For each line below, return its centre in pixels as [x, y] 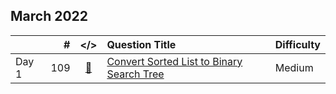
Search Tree [135, 74]
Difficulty [297, 44]
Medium [294, 67]
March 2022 [49, 16]
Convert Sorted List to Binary [174, 61]
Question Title [141, 44]
